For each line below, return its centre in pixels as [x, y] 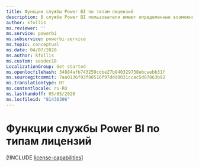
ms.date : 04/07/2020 [32, 50]
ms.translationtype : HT [36, 83]
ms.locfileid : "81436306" [38, 99]
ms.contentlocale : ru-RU [37, 89]
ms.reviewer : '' [26, 28]
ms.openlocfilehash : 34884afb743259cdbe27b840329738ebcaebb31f [86, 72]
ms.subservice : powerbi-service [46, 39]
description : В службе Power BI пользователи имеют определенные [88, 17]
